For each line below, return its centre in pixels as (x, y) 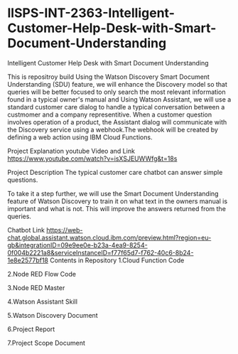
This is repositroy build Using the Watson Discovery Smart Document (108, 77)
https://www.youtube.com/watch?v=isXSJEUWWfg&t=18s (92, 159)
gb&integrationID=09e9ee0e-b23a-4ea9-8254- (77, 245)
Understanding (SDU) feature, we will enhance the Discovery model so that (117, 84)
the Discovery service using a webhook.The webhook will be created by (113, 129)
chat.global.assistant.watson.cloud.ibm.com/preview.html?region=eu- (109, 237)
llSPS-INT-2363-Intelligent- (91, 13)
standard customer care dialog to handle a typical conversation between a (116, 107)
